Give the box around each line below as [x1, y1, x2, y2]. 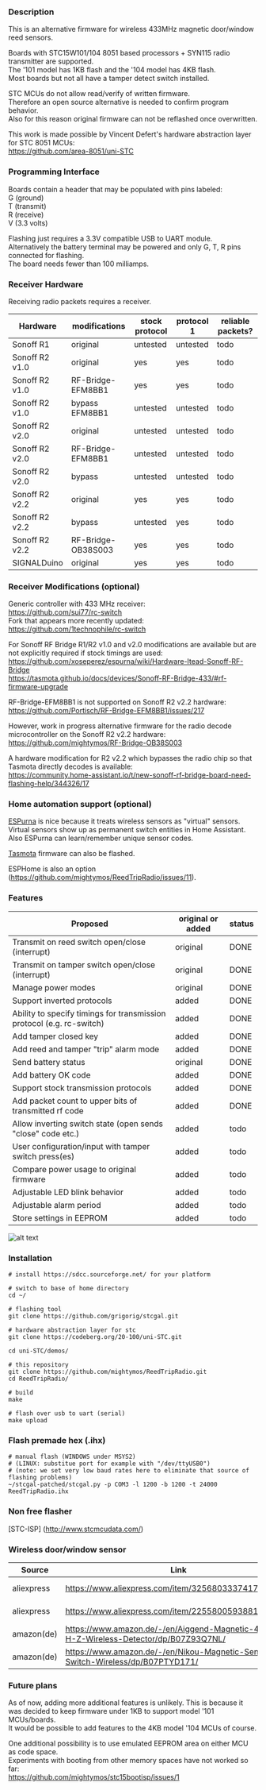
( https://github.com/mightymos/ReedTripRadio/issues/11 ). [8, 873, 196, 882]
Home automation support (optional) [8, 799, 152, 810]
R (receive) [8, 210, 44, 219]
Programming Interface [8, 166, 101, 177]
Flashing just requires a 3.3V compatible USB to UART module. [8, 233, 213, 243]
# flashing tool [8, 1306, 62, 1314]
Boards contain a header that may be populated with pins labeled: [8, 184, 223, 194]
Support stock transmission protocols [12, 1082, 152, 1094]
